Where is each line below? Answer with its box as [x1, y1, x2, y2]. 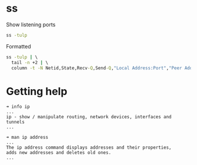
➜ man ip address [6, 135, 49, 141]
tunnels [6, 119, 25, 125]
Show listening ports [6, 21, 56, 28]
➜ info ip [6, 104, 30, 110]
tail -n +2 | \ [11, 59, 49, 65]
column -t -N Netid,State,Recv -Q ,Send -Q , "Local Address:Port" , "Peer [11, 65, 182, 71]
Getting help [6, 85, 67, 98]
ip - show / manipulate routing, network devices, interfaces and [6, 114, 172, 120]
